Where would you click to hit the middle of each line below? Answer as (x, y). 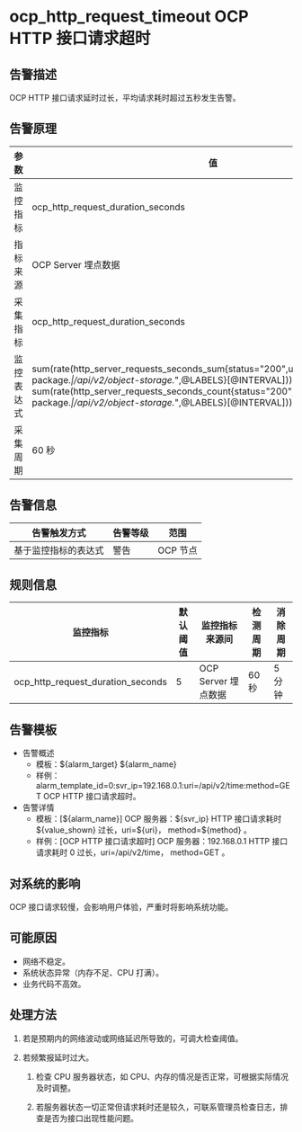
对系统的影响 (45, 883)
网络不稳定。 (46, 961)
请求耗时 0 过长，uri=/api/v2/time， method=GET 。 (133, 852)
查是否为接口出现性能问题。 (87, 1118)
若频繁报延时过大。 (58, 1057)
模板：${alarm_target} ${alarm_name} (106, 764)
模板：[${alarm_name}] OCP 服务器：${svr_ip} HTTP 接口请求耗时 (159, 819)
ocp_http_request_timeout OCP (129, 17)
